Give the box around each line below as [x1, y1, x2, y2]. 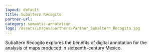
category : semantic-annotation [5, 21, 71, 26]
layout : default [5, 7, 39, 12]
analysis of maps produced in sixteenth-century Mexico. [5, 45, 122, 51]
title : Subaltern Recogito [5, 12, 62, 17]
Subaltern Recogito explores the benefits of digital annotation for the [5, 39, 147, 45]
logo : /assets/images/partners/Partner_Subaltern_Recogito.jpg [5, 26, 140, 31]
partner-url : [5, 16, 33, 21]
